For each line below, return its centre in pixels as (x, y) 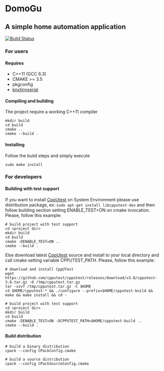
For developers (24, 177)
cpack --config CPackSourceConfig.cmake (47, 364)
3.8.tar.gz (16, 282)
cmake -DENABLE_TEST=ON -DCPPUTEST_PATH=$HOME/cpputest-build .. (73, 321)
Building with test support (32, 189)
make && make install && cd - (36, 295)
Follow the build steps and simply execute (48, 155)
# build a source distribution (37, 359)
